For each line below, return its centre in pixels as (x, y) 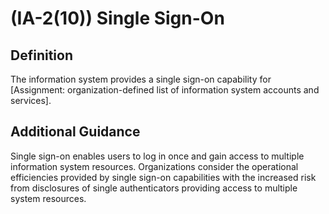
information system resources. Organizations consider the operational (154, 166)
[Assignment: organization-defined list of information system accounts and (165, 90)
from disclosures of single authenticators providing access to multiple (154, 188)
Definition (41, 55)
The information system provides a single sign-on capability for (141, 79)
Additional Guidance (75, 132)
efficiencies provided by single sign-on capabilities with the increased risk (163, 177)
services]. (31, 100)
